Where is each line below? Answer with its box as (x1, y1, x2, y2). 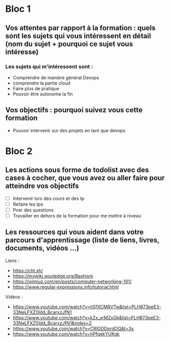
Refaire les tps (12, 201, 44, 207)
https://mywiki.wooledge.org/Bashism (12, 273, 93, 279)
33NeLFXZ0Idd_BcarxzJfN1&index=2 (12, 320, 92, 326)
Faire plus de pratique (12, 85, 60, 91)
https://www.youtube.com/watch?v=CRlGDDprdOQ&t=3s (12, 325, 134, 331)
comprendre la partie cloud (12, 80, 71, 86)
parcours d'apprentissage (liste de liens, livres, (5, 236, 160, 245)
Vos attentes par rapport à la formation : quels (5, 24, 156, 32)
